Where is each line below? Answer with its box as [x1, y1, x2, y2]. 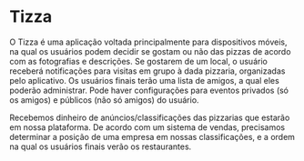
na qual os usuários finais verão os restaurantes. [9, 141, 192, 152]
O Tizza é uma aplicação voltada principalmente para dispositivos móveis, [9, 36, 288, 47]
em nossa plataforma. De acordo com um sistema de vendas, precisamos [9, 121, 285, 133]
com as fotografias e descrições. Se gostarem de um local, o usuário [9, 55, 269, 66]
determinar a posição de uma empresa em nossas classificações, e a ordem [9, 131, 296, 142]
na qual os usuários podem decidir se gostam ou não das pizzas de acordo [9, 45, 291, 56]
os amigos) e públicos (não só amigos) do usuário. [9, 94, 199, 106]
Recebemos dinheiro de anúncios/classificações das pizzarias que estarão [9, 112, 290, 123]
